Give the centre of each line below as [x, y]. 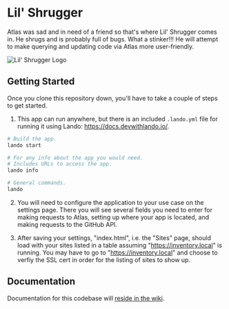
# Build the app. [32, 139]
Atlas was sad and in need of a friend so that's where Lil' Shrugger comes [112, 32]
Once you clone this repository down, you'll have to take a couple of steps [113, 98]
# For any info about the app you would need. [75, 158]
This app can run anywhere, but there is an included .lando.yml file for [118, 119]
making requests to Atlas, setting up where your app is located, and [113, 217]
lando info [23, 170]
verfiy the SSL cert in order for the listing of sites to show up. [104, 259]
